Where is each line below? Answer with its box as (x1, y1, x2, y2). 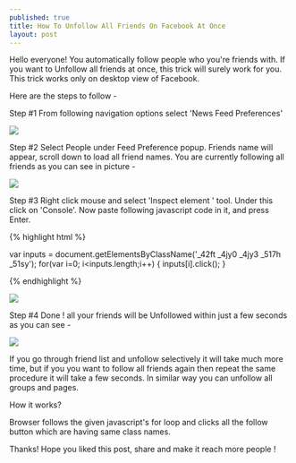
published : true (9, 13, 70, 22)
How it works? (9, 399, 63, 410)
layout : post (9, 30, 58, 39)
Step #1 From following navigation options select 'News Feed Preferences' (9, 108, 283, 119)
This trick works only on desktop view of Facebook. (9, 73, 199, 84)
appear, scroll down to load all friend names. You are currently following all (9, 151, 284, 162)
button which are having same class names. (9, 426, 172, 437)
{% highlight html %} (9, 232, 87, 243)
